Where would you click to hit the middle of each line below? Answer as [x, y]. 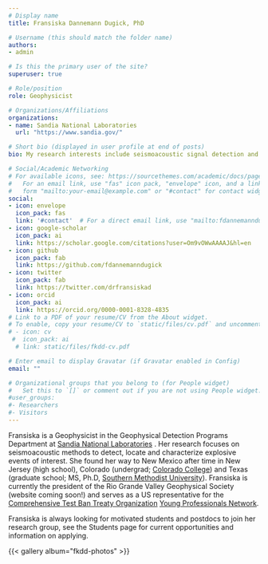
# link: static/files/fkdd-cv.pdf [73, 347]
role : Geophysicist [41, 96]
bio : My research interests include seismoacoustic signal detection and [134, 155]
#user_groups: [32, 398]
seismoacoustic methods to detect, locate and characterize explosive [122, 452]
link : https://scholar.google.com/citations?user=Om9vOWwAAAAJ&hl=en [133, 243]
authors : [23, 45]
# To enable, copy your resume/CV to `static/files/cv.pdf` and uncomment [135, 325]
